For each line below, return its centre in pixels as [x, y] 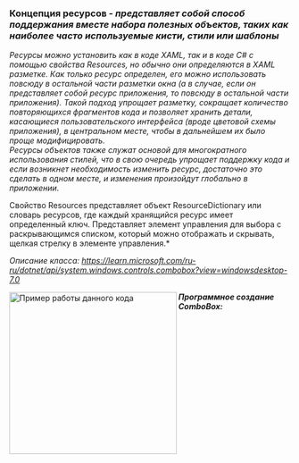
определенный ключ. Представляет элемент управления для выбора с [145, 224]
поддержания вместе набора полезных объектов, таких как [149, 24]
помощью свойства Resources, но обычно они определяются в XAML [142, 64]
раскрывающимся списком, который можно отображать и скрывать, [142, 234]
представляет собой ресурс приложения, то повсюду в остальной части [149, 93]
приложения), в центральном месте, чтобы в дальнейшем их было [137, 131]
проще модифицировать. [57, 140]
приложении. [34, 188]
